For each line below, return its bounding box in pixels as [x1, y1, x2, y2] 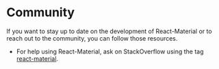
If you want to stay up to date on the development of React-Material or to [6, 27, 213, 35]
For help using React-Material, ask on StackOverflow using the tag [16, 47, 204, 55]
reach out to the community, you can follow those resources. [6, 34, 178, 42]
